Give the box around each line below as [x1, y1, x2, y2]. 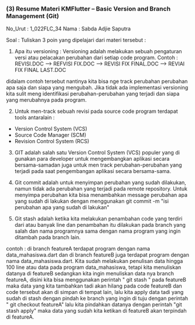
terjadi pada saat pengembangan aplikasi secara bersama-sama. [14, 168, 172, 175]
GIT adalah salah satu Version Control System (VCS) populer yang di [14, 149, 180, 156]
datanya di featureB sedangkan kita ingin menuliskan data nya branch [6, 270, 175, 277]
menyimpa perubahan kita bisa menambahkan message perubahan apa [14, 192, 188, 199]
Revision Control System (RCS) [14, 138, 90, 145]
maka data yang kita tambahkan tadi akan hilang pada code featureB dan [6, 282, 183, 289]
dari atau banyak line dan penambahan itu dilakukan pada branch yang [14, 222, 186, 229]
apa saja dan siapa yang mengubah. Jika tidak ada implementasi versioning [6, 84, 189, 91]
